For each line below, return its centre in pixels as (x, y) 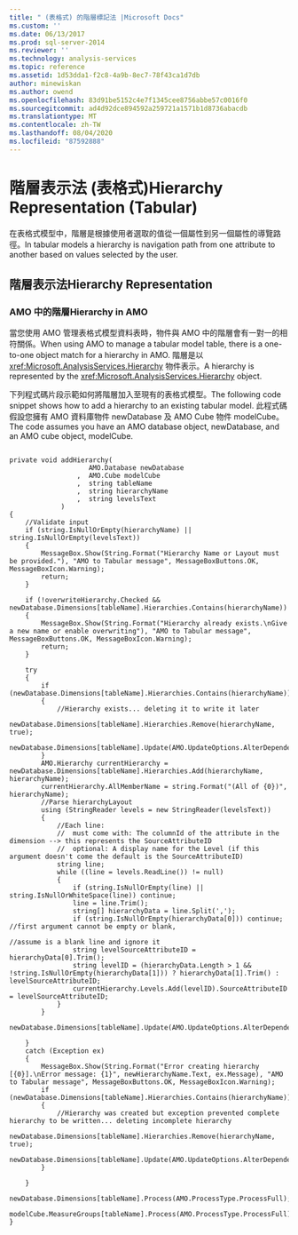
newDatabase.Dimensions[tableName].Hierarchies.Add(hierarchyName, (137, 771)
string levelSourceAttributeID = (134, 950)
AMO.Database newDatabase (136, 468)
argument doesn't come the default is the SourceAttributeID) (126, 857)
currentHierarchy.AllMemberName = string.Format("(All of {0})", (165, 787)
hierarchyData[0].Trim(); (57, 958)
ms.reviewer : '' (39, 51)
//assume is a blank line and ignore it (85, 943)
